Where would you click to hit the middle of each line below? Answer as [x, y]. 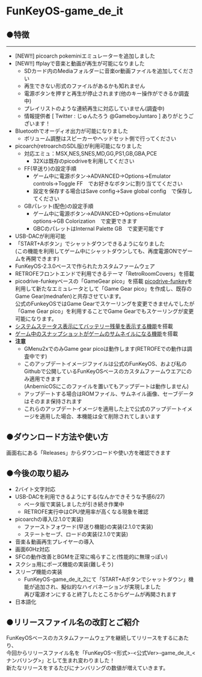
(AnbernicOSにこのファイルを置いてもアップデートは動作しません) [106, 386]
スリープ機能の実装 [38, 571]
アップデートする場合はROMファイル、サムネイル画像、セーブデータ [109, 394]
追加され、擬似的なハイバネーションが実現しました [98, 586]
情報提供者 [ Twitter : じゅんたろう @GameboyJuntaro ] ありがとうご [109, 116]
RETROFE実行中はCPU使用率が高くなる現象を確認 [86, 511]
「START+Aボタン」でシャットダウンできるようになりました [90, 244]
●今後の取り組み [38, 474]
